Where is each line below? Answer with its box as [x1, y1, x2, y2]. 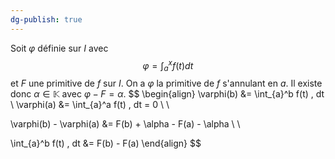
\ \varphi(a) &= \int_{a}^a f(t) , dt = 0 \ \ [10, 99, 170, 111]
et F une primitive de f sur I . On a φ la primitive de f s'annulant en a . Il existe [10, 77, 323, 90]
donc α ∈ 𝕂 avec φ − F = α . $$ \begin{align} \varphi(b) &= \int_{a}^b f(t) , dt [10, 88, 325, 100]
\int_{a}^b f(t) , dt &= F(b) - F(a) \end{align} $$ [10, 137, 202, 150]
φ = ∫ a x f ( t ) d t [142, 57, 194, 74]
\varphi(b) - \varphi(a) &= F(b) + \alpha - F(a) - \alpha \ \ [10, 118, 241, 130]
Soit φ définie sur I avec [10, 42, 109, 54]
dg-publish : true [10, 14, 83, 25]
